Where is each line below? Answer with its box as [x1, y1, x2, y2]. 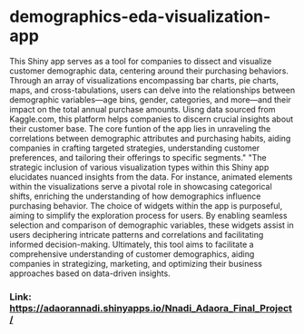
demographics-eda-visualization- [9, 6, 271, 27]
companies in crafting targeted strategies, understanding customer [9, 142, 260, 153]
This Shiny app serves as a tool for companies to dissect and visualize [9, 55, 272, 66]
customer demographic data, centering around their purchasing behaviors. [9, 65, 289, 76]
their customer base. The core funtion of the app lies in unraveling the [9, 123, 271, 133]
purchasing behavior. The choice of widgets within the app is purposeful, [9, 200, 283, 211]
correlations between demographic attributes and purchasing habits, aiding [9, 133, 291, 143]
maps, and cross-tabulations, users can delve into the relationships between [9, 84, 296, 95]
